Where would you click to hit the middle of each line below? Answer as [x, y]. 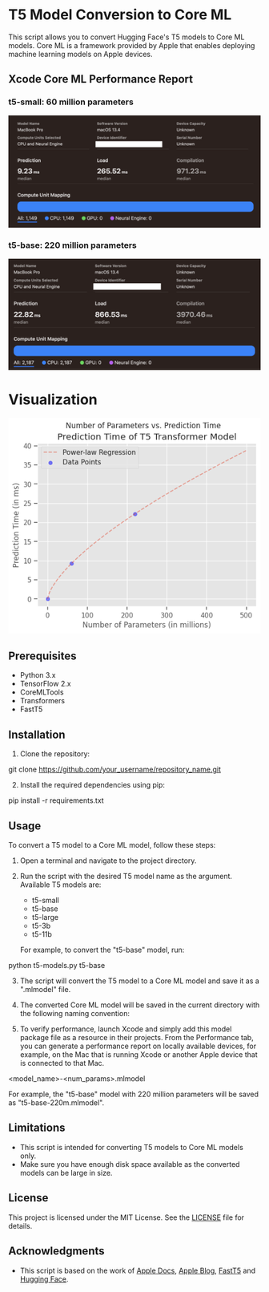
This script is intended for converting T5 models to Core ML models [132, 1147]
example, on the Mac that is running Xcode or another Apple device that [139, 1055]
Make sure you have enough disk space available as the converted [130, 1164]
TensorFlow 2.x [45, 684]
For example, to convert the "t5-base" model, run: [102, 950]
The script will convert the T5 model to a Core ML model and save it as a [140, 981]
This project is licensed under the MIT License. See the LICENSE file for [126, 1217]
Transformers [42, 701]
